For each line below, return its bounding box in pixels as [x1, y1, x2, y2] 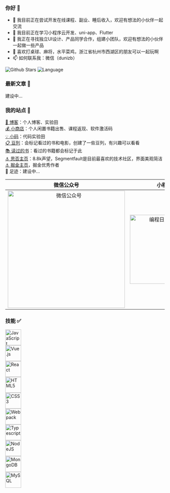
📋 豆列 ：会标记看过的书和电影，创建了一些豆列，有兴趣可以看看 [5, 139, 140, 145]
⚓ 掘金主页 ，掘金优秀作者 [5, 162, 60, 168]
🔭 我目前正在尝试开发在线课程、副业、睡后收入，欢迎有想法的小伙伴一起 [12, 17, 163, 23]
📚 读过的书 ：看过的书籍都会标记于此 [5, 147, 82, 154]
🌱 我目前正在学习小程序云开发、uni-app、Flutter [12, 29, 113, 36]
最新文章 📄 [5, 80, 31, 87]
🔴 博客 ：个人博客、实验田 [5, 119, 59, 125]
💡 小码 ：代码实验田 [5, 133, 46, 139]
